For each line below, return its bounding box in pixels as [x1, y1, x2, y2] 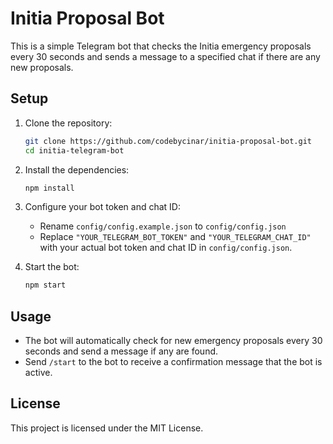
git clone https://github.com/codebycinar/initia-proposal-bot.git [24, 136, 312, 146]
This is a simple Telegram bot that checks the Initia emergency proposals [10, 40, 312, 52]
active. [24, 367, 53, 379]
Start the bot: [24, 261, 80, 273]
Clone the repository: [24, 117, 113, 129]
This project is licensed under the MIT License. [10, 422, 204, 434]
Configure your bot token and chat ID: [24, 201, 181, 213]
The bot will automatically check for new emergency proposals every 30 [24, 335, 323, 347]
